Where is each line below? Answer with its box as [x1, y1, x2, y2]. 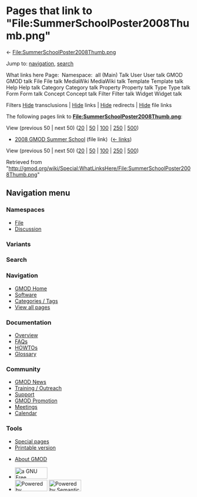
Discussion [14, 225, 42, 232]
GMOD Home [14, 285, 47, 292]
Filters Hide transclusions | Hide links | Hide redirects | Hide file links [6, 101, 172, 108]
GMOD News [14, 378, 46, 386]
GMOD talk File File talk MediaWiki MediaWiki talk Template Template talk [6, 78, 183, 85]
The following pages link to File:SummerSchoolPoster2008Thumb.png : [6, 113, 183, 120]
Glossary [14, 351, 37, 358]
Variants [6, 240, 31, 248]
